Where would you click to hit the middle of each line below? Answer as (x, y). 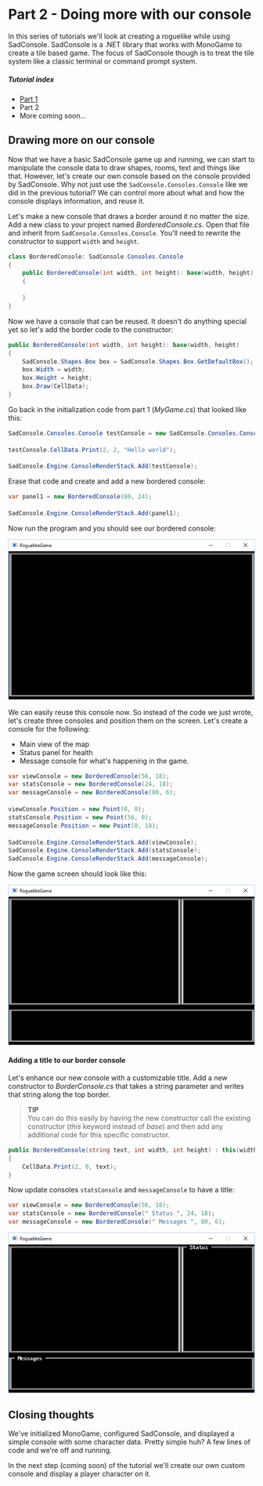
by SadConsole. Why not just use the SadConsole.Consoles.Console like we (128, 184)
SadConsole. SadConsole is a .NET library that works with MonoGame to (125, 44)
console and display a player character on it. (79, 1474)
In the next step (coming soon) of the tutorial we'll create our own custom (126, 1466)
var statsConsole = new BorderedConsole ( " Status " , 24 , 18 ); (112, 1214)
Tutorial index (31, 79)
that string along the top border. (59, 1094)
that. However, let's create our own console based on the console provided (129, 176)
